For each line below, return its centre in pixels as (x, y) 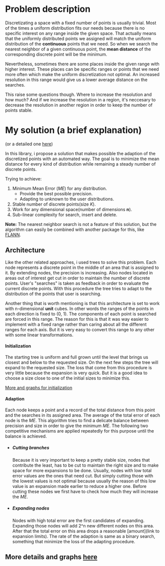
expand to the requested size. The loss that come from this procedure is (79, 367)
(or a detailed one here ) (29, 144)
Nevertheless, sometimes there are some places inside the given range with (82, 64)
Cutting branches (31, 447)
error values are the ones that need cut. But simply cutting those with (83, 476)
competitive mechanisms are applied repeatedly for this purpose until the (80, 431)
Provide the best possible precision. (56, 193)
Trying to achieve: (23, 178)
